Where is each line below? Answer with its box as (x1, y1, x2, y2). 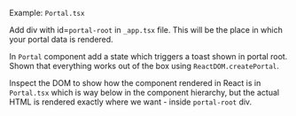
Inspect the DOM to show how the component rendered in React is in (9, 78, 261, 88)
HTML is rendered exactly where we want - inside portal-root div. (9, 97, 253, 107)
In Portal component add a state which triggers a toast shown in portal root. (9, 51, 288, 61)
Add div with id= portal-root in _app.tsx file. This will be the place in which (9, 25, 284, 35)
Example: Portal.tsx (9, 8, 85, 18)
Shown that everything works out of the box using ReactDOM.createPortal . (9, 61, 279, 71)
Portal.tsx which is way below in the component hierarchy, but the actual (9, 88, 280, 97)
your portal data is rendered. (9, 35, 113, 44)
